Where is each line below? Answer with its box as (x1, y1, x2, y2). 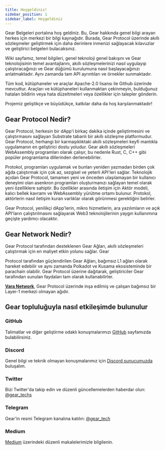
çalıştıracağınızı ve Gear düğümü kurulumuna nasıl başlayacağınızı (5, 66, 140, 72)
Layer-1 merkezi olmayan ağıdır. (5, 289, 70, 294)
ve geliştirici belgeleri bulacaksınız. (5, 45, 76, 52)
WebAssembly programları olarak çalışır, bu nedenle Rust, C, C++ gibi (5, 149, 147, 155)
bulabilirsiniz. (5, 334, 32, 340)
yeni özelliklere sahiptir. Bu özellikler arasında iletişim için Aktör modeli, (5, 185, 149, 191)
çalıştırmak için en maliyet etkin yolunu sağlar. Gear (5, 248, 109, 254)
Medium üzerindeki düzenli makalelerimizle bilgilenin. (5, 439, 113, 445)
